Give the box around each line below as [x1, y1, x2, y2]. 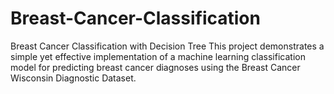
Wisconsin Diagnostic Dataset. [10, 72, 137, 84]
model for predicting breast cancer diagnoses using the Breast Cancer [10, 61, 301, 73]
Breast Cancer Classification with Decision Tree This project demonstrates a [10, 40, 325, 52]
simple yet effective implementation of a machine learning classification [10, 50, 306, 62]
